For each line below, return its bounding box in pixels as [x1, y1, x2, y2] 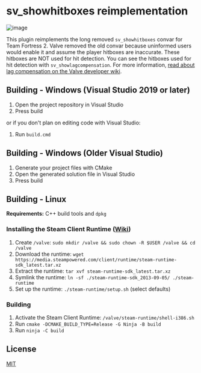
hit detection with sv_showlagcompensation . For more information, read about [6, 61, 195, 68]
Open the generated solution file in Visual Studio [14, 170, 135, 178]
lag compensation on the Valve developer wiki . [6, 67, 122, 74]
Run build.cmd [14, 130, 51, 138]
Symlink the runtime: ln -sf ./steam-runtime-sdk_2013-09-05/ [14, 273, 170, 281]
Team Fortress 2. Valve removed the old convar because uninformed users [6, 42, 192, 49]
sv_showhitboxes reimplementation [6, 4, 188, 18]
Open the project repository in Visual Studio [14, 101, 124, 108]
